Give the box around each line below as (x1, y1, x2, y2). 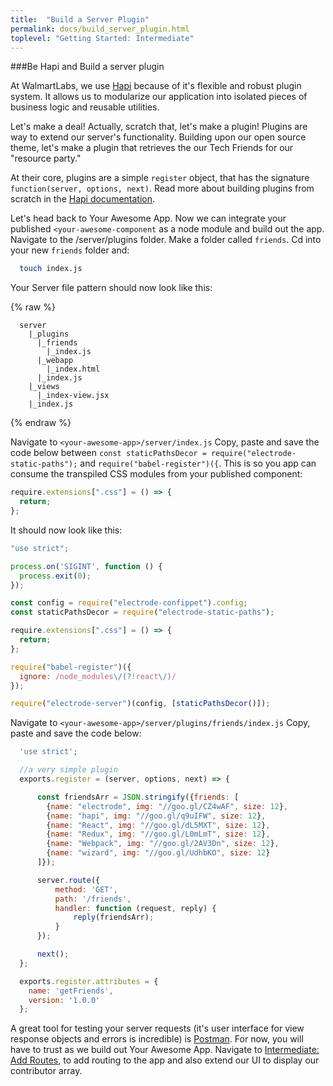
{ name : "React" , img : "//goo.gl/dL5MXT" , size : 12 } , (46, 820, 271, 830)
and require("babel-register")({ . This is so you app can (79, 457, 317, 470)
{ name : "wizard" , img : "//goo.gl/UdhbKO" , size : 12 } (46, 848, 271, 858)
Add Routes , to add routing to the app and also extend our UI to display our (10, 1054, 320, 1066)
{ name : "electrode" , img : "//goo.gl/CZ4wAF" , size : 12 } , (46, 801, 289, 811)
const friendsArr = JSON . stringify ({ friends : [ (36, 792, 240, 802)
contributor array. (10, 1065, 83, 1077)
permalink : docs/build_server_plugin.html (10, 24, 190, 34)
